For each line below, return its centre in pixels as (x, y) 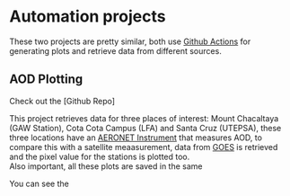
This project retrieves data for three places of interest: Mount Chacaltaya (144, 118)
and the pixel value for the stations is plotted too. (100, 156)
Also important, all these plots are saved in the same (106, 166)
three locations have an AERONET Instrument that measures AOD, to (136, 138)
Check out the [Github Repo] (62, 101)
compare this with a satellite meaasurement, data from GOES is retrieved (144, 147)
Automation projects (88, 17)
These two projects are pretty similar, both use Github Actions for (130, 41)
